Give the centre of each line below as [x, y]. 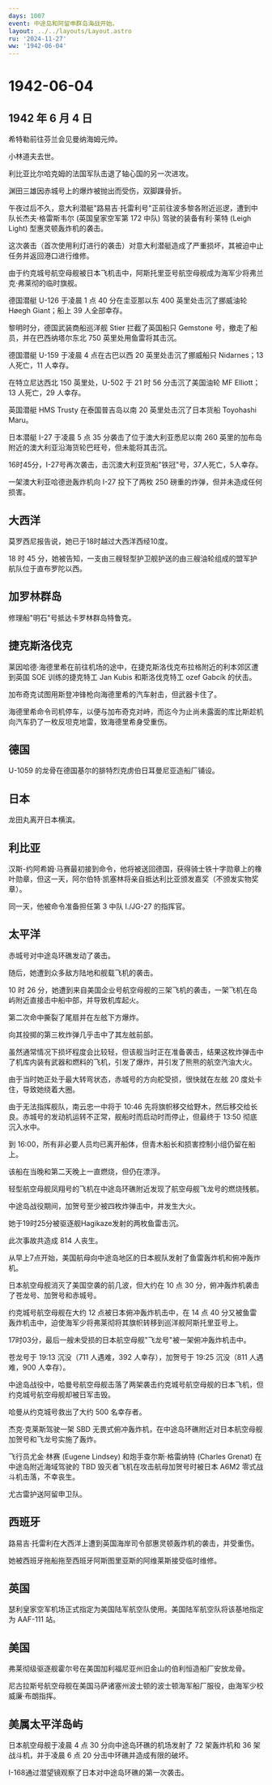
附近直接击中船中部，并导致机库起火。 [79, 1000]
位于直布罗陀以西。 [54, 568]
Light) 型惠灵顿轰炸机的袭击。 [58, 229]
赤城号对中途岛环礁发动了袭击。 [62, 955]
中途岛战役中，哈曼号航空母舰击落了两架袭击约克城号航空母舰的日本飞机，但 [136, 1384]
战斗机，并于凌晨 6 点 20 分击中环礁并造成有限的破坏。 [100, 1755]
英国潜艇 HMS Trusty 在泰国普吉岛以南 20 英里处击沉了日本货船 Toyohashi [133, 410]
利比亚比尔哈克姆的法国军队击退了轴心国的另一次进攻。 [100, 174]
